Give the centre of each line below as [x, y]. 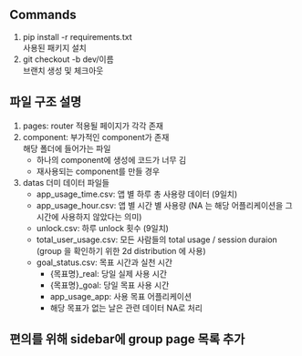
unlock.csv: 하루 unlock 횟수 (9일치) [102, 228]
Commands [43, 15]
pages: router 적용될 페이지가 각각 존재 [93, 126]
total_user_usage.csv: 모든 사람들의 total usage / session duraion [157, 239]
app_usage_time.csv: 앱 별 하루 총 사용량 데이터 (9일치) [137, 194]
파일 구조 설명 [46, 102]
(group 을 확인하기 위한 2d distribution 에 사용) [121, 250]
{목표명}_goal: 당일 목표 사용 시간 [109, 285]
